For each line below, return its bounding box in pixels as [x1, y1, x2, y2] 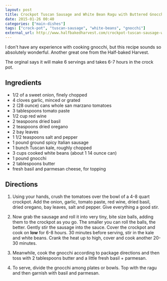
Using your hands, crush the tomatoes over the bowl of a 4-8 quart [12, 193, 150, 199]
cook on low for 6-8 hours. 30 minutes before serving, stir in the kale [12, 229, 154, 235]
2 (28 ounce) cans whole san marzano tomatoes [12, 102, 112, 108]
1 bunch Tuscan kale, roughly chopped [12, 145, 92, 151]
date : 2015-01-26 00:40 [5, 16, 55, 21]
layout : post [5, 7, 32, 12]
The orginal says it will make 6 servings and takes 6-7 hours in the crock [5, 59, 154, 65]
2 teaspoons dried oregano [12, 123, 68, 129]
